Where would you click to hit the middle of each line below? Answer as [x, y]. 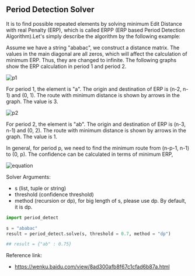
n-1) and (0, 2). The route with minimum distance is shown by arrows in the [96, 130]
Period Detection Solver [50, 10]
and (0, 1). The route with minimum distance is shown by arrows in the [95, 95]
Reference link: [24, 255]
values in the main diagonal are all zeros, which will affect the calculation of [97, 54]
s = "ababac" [22, 228]
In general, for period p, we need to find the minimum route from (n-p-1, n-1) [98, 148]
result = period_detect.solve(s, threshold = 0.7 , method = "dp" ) [88, 234]
